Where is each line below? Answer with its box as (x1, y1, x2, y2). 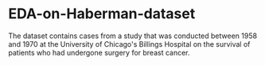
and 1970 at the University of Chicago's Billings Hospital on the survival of (8, 39, 251, 48)
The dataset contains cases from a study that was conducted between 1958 (8, 31, 257, 40)
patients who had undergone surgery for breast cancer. (8, 48, 190, 57)
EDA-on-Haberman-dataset (8, 5, 196, 23)
